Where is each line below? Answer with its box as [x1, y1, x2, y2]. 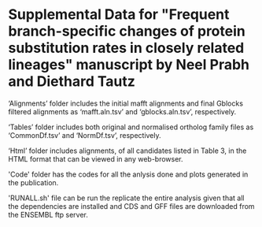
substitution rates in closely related [8, 39, 245, 57]
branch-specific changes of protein [8, 22, 245, 40]
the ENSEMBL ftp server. [8, 210, 88, 219]
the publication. [8, 177, 59, 187]
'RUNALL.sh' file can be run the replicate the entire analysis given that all [8, 193, 245, 203]
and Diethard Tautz [8, 73, 136, 91]
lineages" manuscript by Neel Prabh [8, 56, 250, 74]
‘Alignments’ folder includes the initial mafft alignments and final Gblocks [8, 99, 244, 108]
